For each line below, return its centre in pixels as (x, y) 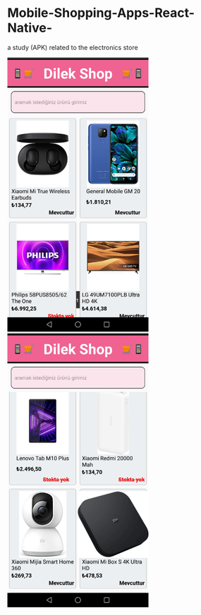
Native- (30, 28)
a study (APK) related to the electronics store (73, 47)
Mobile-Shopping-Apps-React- (101, 13)
